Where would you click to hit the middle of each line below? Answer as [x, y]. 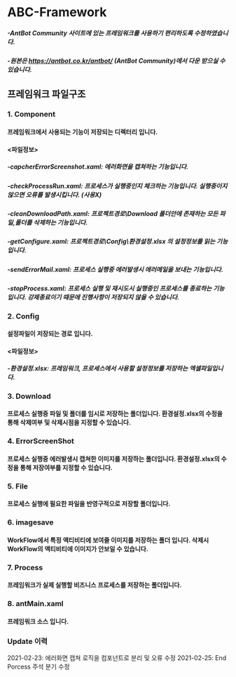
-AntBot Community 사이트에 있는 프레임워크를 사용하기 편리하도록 [100, 33]
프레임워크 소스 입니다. [38, 621]
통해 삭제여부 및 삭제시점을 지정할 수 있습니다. [69, 423]
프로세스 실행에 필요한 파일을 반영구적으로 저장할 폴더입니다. [89, 504]
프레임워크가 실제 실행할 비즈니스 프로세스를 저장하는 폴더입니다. [95, 585]
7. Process [25, 567]
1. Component [32, 115]
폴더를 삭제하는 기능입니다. [51, 223]
